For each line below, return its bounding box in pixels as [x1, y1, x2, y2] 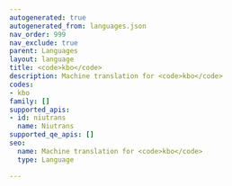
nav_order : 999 [9, 30, 67, 39]
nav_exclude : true [9, 38, 78, 48]
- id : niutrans [9, 113, 67, 122]
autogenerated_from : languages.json [9, 22, 147, 31]
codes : [9, 80, 34, 89]
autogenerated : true [9, 13, 87, 22]
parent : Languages [9, 47, 78, 56]
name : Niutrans [17, 122, 75, 131]
